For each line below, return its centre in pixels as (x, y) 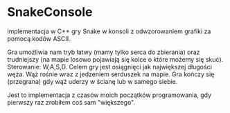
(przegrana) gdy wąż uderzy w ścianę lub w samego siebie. (92, 81)
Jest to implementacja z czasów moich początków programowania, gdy (109, 95)
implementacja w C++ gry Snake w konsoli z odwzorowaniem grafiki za (109, 31)
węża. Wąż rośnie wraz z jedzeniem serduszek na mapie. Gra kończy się (111, 74)
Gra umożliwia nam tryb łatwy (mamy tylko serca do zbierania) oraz (104, 52)
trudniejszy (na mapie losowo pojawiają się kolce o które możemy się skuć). (115, 59)
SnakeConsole (50, 12)
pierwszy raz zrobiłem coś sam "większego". (71, 102)
